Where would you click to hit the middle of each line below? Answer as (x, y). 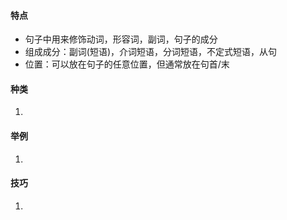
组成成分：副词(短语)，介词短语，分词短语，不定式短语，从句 (151, 52)
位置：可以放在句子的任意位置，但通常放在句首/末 (127, 64)
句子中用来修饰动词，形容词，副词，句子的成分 (121, 39)
